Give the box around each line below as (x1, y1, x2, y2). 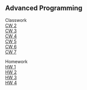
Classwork (5, 17, 27, 23)
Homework (5, 58, 28, 64)
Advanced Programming (5, 4, 83, 12)
